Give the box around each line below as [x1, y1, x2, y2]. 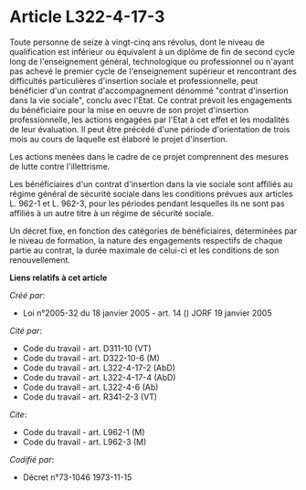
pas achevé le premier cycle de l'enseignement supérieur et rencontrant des [9, 66, 297, 77]
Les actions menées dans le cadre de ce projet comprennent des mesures [9, 151, 290, 162]
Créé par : [9, 289, 46, 300]
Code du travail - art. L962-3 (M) [22, 436, 147, 447]
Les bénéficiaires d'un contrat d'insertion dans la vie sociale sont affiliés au [9, 178, 293, 189]
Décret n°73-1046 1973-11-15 [22, 472, 132, 483]
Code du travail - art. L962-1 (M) [22, 426, 145, 437]
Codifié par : [9, 454, 55, 464]
